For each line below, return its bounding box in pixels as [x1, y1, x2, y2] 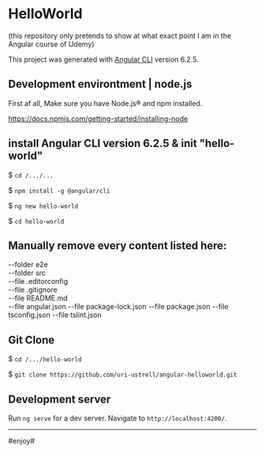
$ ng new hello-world [8, 201, 79, 210]
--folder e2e [8, 260, 49, 270]
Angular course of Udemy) [8, 39, 95, 48]
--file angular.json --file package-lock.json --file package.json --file [8, 302, 229, 311]
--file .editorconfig [8, 277, 69, 286]
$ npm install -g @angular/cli [8, 185, 110, 194]
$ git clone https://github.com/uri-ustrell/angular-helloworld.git [8, 369, 237, 379]
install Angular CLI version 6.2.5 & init [8, 137, 197, 150]
